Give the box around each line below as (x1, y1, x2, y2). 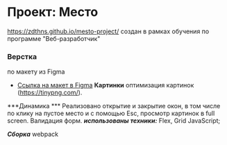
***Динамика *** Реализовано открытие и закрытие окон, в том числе (7, 102, 221, 110)
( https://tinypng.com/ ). (17, 88, 83, 97)
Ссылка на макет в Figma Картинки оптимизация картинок (17, 81, 194, 89)
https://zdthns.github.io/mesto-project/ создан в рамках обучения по (7, 27, 210, 35)
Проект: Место (7, 4, 99, 20)
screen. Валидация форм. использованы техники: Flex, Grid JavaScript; (7, 117, 221, 125)
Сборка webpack (7, 130, 59, 139)
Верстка (7, 51, 37, 61)
